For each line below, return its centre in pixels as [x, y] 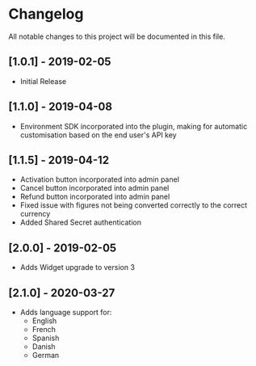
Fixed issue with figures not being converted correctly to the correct [134, 205]
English [44, 321]
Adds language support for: [66, 312]
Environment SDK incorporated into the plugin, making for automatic [134, 126]
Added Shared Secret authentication [80, 222]
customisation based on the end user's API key [98, 135]
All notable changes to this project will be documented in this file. [117, 36]
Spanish [46, 338]
